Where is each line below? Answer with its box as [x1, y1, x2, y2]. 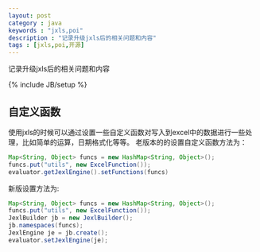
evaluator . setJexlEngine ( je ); [8, 236, 109, 244]
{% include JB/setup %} [8, 80, 87, 90]
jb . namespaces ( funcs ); [8, 222, 83, 230]
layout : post [8, 11, 52, 20]
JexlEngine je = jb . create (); [8, 229, 109, 237]
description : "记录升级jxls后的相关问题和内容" [8, 33, 157, 42]
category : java [8, 19, 62, 27]
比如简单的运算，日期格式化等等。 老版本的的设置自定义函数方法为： [21, 137, 247, 147]
